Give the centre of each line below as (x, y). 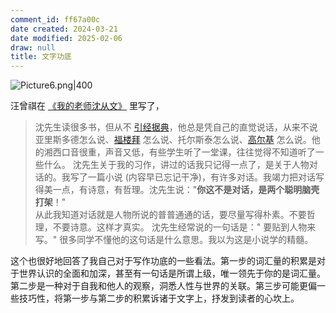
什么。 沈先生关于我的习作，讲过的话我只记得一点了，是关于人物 (176, 165)
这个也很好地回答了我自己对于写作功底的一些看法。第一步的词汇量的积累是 (163, 261)
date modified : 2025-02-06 (66, 38)
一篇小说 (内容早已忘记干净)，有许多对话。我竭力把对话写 (206, 177)
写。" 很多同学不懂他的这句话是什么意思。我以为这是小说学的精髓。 (174, 240)
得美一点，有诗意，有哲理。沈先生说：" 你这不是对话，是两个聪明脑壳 (177, 190)
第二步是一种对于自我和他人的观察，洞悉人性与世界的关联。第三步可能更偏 (163, 286)
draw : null (33, 47)
